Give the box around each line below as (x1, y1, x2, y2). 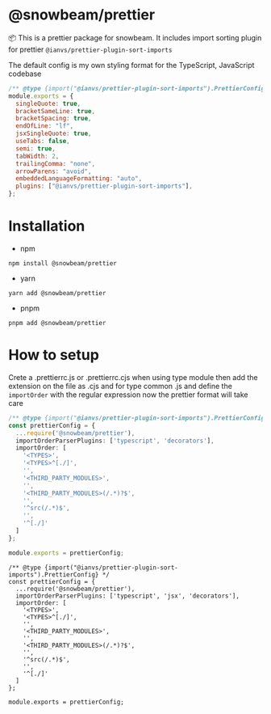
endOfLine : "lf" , (15, 122, 74, 130)
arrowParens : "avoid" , (15, 167, 92, 175)
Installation (8, 217, 85, 235)
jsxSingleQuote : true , (15, 129, 92, 138)
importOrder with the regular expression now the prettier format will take (8, 390, 248, 399)
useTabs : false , (15, 137, 70, 146)
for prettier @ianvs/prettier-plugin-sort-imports (8, 44, 173, 54)
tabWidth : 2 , (15, 152, 60, 160)
